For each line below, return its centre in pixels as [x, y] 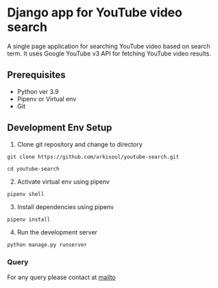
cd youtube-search [33, 169]
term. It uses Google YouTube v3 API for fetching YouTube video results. [109, 53]
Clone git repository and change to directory [80, 144]
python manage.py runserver [47, 245]
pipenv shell [26, 194]
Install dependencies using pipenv [65, 206]
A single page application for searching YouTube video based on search [109, 46]
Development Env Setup [60, 128]
